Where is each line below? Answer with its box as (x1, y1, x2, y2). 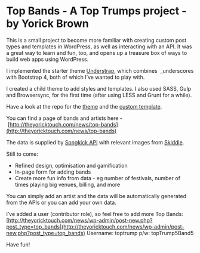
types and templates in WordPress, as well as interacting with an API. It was (6, 43, 192, 50)
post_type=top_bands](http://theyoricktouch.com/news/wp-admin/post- (6, 223, 184, 230)
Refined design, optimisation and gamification (14, 162, 128, 169)
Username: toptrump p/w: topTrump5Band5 (86, 229, 194, 236)
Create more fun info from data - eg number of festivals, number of (14, 174, 181, 181)
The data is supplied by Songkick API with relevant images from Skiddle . (6, 138, 184, 146)
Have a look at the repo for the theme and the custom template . (6, 103, 162, 110)
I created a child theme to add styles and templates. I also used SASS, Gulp (6, 85, 192, 92)
